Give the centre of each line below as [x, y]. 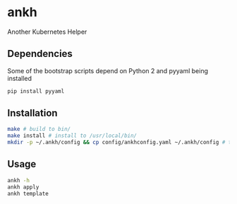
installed [20, 78]
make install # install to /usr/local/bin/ [72, 136]
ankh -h [19, 180]
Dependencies [40, 54]
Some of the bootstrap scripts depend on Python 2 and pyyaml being [108, 70]
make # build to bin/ [39, 129]
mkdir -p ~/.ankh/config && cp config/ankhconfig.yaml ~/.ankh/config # [116, 142]
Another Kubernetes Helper [47, 32]
